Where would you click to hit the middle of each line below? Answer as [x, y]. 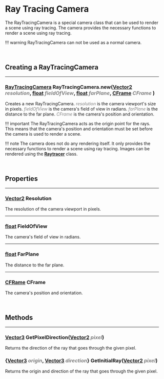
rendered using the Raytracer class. [41, 154]
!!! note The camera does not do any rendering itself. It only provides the [78, 143]
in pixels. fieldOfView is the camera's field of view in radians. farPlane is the [82, 109]
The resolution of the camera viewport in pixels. [53, 209]
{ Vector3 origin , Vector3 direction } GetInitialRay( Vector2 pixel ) [81, 361]
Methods [19, 318]
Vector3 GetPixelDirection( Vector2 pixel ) [55, 337]
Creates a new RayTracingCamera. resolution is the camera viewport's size [81, 104]
